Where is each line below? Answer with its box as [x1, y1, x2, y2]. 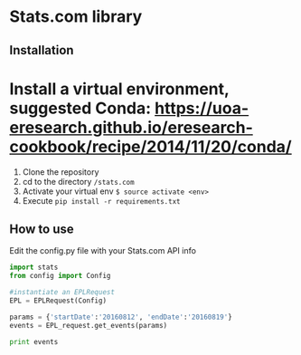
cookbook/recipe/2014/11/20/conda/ [9, 136, 292, 157]
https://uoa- [155, 98, 249, 119]
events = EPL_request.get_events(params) [9, 321, 168, 330]
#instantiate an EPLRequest [9, 288, 116, 297]
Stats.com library [9, 6, 143, 27]
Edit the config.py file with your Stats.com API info [9, 245, 197, 256]
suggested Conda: [9, 98, 152, 119]
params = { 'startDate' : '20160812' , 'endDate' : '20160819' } [9, 312, 232, 321]
